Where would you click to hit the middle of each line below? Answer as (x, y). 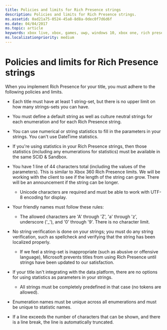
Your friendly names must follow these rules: (58, 207)
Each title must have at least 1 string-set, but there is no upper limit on (84, 101)
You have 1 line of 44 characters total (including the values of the (79, 166)
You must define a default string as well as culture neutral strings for (82, 116)
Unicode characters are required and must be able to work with (85, 192)
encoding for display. (45, 197)
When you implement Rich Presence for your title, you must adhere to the (80, 86)
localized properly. (31, 242)
